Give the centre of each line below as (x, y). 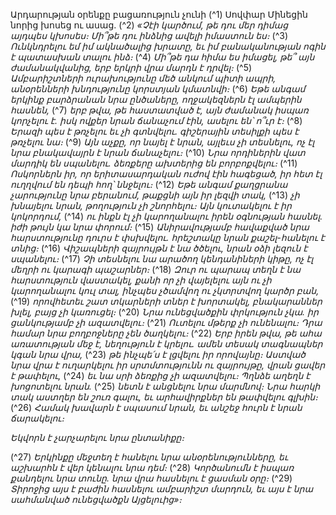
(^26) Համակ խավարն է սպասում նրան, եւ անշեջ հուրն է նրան (156, 407)
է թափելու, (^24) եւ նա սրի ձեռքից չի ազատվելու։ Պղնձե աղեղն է (160, 375)
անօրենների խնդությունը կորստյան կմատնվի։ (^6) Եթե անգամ (158, 88)
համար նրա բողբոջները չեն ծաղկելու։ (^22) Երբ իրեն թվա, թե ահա (166, 333)
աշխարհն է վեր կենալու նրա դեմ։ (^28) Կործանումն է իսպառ (152, 467)
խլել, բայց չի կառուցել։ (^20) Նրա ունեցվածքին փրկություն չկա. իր (164, 312)
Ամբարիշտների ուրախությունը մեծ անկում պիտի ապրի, (143, 78)
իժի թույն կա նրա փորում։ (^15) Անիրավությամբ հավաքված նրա (160, 227)
